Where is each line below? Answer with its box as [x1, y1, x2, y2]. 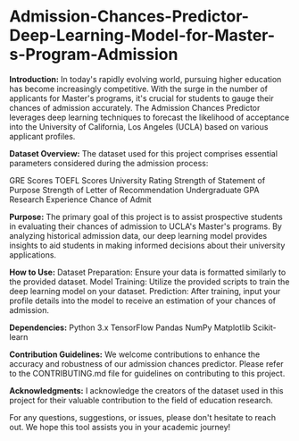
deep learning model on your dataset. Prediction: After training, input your [9, 285, 281, 296]
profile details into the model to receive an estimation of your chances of [9, 295, 277, 306]
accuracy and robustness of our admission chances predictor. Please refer [9, 358, 284, 369]
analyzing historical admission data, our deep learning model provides [9, 230, 268, 241]
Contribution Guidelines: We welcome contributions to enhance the [9, 349, 261, 360]
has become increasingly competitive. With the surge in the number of [9, 83, 268, 94]
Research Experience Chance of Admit [9, 194, 152, 205]
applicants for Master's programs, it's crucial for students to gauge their [9, 92, 274, 104]
